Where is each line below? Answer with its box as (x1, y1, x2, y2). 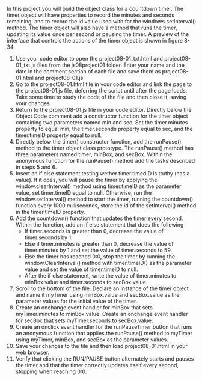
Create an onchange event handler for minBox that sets (15, 304, 153, 311)
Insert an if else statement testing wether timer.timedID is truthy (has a (15, 170, 190, 177)
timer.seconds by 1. (24, 234, 73, 241)
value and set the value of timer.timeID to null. (24, 266, 138, 273)
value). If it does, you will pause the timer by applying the (15, 177, 158, 183)
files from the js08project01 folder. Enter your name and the (37, 61, 185, 69)
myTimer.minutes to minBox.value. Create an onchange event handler (15, 311, 188, 317)
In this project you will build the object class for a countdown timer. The (7, 5, 184, 12)
